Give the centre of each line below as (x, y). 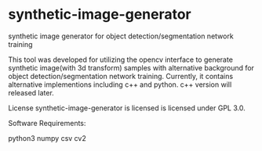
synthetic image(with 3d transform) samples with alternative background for (131, 67)
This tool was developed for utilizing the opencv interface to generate (121, 59)
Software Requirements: (47, 123)
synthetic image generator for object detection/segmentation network (121, 36)
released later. (31, 92)
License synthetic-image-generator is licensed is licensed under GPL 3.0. (127, 108)
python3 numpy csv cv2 (47, 138)
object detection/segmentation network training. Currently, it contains (121, 76)
